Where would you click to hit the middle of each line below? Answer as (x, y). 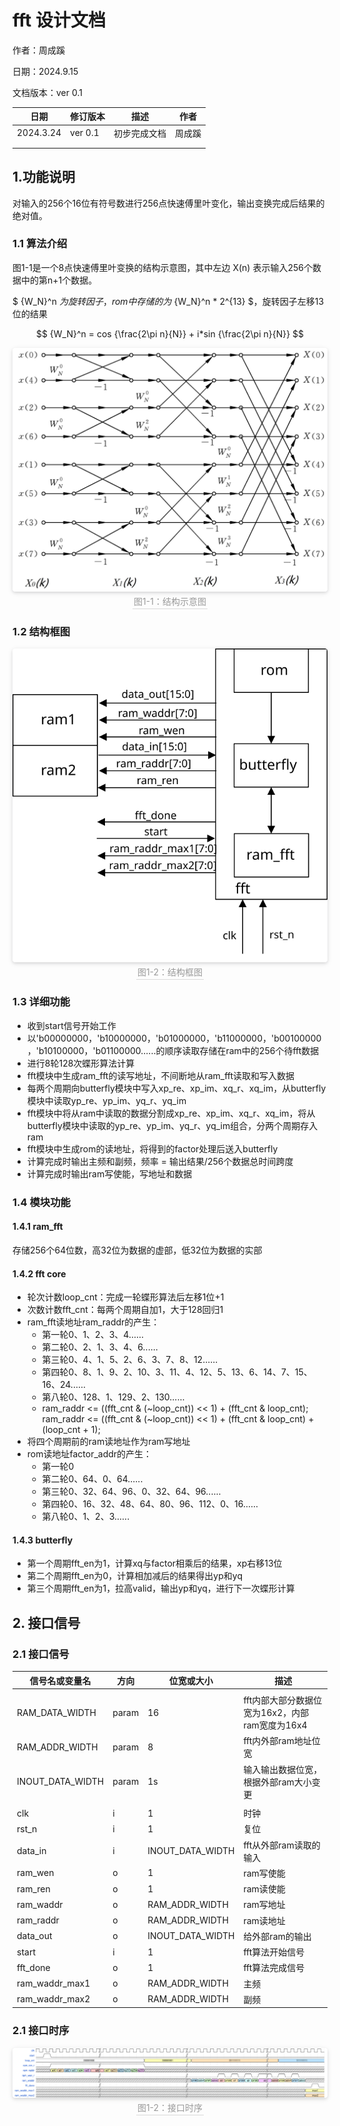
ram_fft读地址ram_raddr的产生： (93, 1322)
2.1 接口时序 (41, 2031)
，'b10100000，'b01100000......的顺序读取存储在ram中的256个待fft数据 (173, 1050)
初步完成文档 (140, 133)
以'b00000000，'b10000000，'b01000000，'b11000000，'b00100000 (174, 1038)
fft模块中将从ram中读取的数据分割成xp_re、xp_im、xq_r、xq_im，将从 (171, 1113)
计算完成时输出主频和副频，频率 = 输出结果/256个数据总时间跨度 (160, 1161)
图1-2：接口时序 (170, 2107)
